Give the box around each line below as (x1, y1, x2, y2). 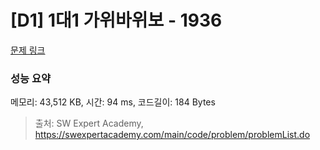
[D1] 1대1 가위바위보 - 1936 (10, 9, 223, 32)
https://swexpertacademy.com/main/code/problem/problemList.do (34, 129, 311, 141)
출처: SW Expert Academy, (34, 117, 144, 130)
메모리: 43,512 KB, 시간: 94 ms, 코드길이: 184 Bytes (10, 96, 216, 108)
